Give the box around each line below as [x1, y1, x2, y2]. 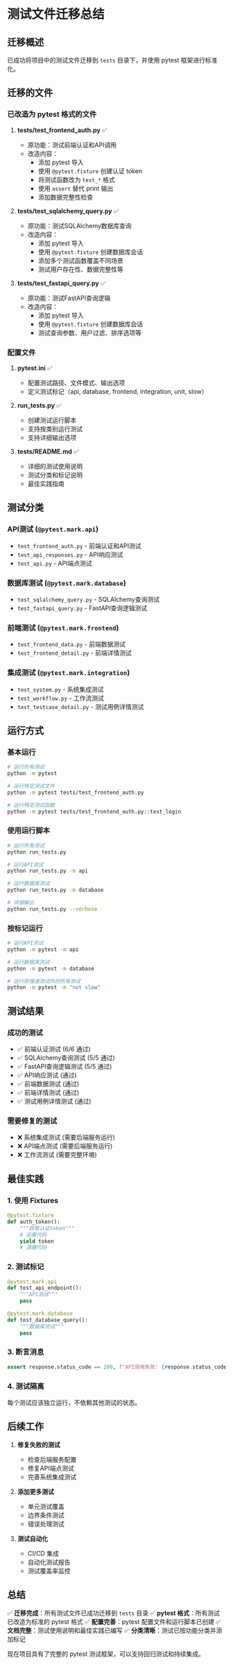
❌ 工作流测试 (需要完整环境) [17, 1151, 97, 1159]
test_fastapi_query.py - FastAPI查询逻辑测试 [17, 603, 148, 612]
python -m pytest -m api [7, 946, 79, 953]
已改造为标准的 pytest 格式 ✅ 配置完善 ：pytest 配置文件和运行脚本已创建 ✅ [7, 1617, 222, 1625]
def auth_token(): [7, 1218, 60, 1225]
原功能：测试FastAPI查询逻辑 [27, 294, 111, 302]
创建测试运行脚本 [27, 415, 77, 424]
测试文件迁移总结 [7, 6, 105, 22]
